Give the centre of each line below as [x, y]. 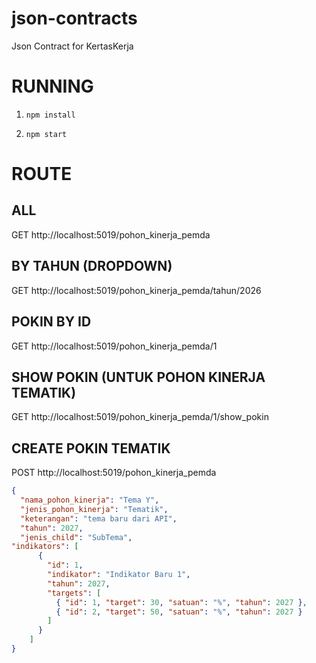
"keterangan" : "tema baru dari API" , [99, 518]
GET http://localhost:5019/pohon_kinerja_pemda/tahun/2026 [136, 290]
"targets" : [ [74, 593]
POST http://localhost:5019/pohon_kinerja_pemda [114, 473]
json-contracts [74, 18]
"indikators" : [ [45, 547]
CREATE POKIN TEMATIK [91, 448]
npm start [46, 134]
